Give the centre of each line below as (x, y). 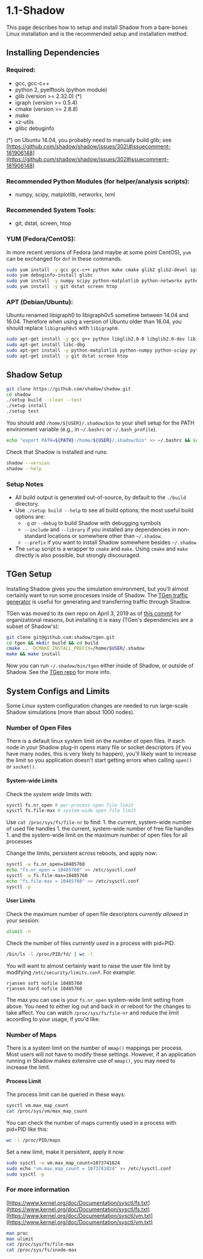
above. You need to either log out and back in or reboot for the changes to (99, 1006)
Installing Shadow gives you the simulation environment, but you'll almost (98, 589)
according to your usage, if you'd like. (53, 1019)
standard (35, 535)
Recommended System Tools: (51, 210)
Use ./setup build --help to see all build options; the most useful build (104, 510)
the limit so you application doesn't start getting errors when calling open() (99, 760)
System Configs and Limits (58, 691)
